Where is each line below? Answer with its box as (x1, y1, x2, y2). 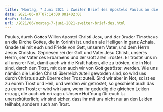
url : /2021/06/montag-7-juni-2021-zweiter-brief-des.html (5, 20, 125, 26)
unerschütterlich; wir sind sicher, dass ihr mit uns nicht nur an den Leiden (5, 96, 153, 102)
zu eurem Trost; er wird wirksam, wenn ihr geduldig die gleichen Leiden (5, 86, 149, 92)
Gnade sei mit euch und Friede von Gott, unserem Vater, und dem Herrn (5, 44, 150, 50)
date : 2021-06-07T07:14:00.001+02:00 (5, 12, 82, 17)
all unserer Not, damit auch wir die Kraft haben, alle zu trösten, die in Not (5, 60, 151, 66)
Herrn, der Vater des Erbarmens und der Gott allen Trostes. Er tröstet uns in (5, 55, 157, 61)
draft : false (5, 16, 32, 21)
